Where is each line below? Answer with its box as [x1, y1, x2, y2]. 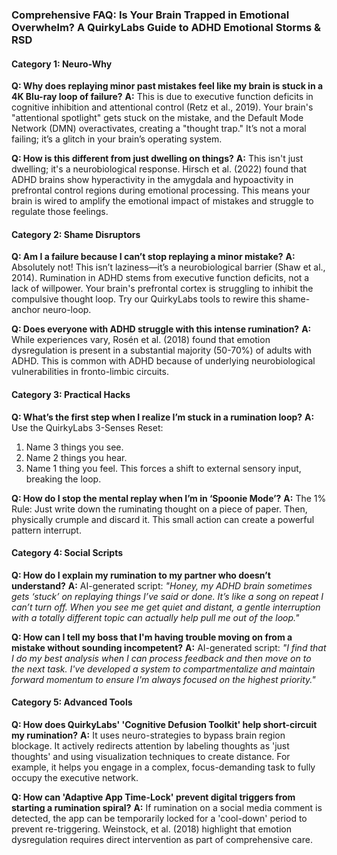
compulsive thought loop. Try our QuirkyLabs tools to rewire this [11, 293, 276, 305]
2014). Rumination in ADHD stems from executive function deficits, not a [11, 272, 310, 284]
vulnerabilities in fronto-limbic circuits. [11, 366, 169, 378]
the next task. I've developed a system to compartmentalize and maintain [11, 663, 316, 675]
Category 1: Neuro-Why [11, 58, 113, 70]
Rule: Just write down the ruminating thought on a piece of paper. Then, [11, 503, 308, 515]
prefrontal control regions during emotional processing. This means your [11, 184, 311, 197]
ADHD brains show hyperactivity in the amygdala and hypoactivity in [11, 174, 294, 186]
